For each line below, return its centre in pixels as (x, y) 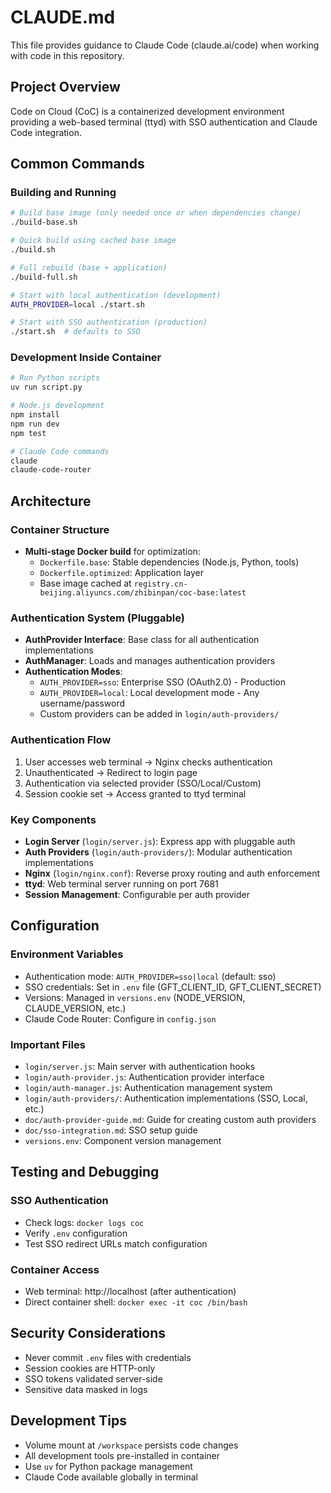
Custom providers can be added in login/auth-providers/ (159, 714)
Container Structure (60, 529)
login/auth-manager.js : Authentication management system (148, 1087)
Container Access (55, 1269)
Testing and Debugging (85, 1172)
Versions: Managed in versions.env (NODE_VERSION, (135, 997)
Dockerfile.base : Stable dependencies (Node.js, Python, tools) (169, 562)
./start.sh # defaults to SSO (75, 332)
